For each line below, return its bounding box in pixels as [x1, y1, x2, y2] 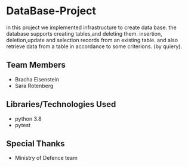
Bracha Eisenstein [14, 75, 60, 83]
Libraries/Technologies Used [6, 99, 116, 109]
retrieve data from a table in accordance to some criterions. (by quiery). [6, 43, 183, 50]
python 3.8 [14, 115, 42, 122]
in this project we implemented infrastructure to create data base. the [6, 24, 177, 31]
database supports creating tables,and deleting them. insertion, [6, 30, 162, 37]
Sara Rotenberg [14, 82, 54, 89]
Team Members [6, 60, 66, 70]
